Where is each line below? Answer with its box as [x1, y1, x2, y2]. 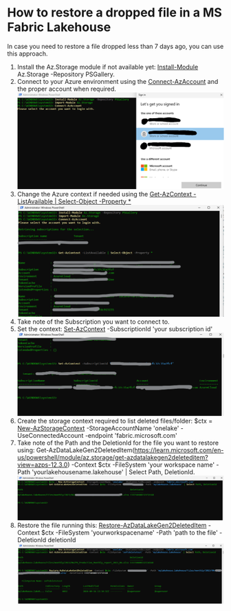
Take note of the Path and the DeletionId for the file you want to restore [16, 438, 219, 447]
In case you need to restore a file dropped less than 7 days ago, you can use [7, 42, 224, 50]
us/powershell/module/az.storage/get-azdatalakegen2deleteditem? [16, 453, 208, 461]
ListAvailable [16, 197, 54, 205]
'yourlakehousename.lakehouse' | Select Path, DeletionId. [32, 467, 195, 476]
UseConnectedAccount [16, 431, 84, 439]
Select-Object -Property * [58, 197, 132, 205]
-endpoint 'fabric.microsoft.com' [85, 431, 177, 439]
